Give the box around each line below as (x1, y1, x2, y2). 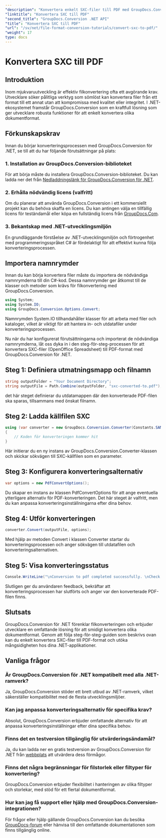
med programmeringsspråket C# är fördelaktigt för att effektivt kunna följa (5, 239, 157, 245)
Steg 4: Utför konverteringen (5, 514, 96, 523)
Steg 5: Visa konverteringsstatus (5, 561, 109, 570)
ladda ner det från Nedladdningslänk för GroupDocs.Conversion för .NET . (5, 176, 154, 182)
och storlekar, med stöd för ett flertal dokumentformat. (5, 787, 116, 793)
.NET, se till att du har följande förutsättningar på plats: (5, 148, 116, 154)
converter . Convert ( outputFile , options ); (5, 528, 92, 532)
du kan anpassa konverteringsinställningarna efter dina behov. (5, 500, 132, 506)
